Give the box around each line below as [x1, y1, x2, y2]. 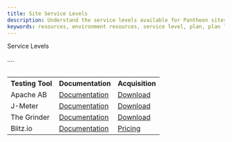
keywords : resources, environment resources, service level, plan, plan [7, 23, 221, 30]
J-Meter [10, 101, 39, 111]
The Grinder [10, 112, 50, 122]
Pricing [117, 124, 141, 134]
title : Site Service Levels [7, 10, 88, 17]
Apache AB [10, 90, 47, 100]
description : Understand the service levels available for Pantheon [7, 17, 209, 24]
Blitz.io [10, 124, 33, 134]
